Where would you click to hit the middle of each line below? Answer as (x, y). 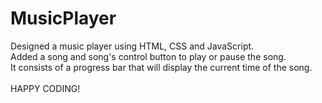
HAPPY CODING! (45, 88)
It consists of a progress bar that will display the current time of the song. (161, 67)
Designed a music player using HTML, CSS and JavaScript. (132, 46)
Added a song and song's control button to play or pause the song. (148, 56)
